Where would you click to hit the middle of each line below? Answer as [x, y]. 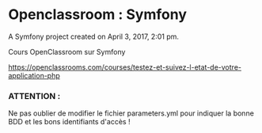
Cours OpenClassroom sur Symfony [67, 51]
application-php [34, 75]
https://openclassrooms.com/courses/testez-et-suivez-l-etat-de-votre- [125, 67]
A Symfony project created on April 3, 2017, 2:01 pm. [94, 36]
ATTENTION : [34, 96]
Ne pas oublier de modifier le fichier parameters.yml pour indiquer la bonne [131, 113]
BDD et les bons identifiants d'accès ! [69, 122]
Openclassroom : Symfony [98, 15]
